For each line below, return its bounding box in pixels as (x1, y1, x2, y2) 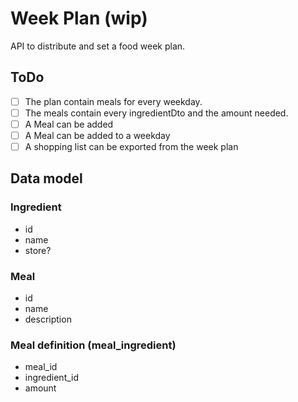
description (24, 313, 72, 326)
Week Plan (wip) (10, 7, 148, 30)
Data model (10, 170, 83, 187)
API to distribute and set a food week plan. (10, 40, 186, 52)
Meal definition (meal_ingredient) (10, 338, 177, 352)
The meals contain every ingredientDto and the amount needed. (24, 107, 289, 119)
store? (24, 244, 52, 256)
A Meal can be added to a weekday (24, 129, 171, 141)
